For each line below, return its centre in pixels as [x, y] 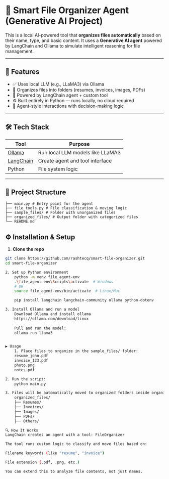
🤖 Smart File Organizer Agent [67, 10]
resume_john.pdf [31, 356]
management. [20, 51]
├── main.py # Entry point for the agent [49, 204]
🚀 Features [22, 72]
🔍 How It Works [22, 430]
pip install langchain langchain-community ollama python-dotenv [84, 300]
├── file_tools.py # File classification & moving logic [66, 208]
